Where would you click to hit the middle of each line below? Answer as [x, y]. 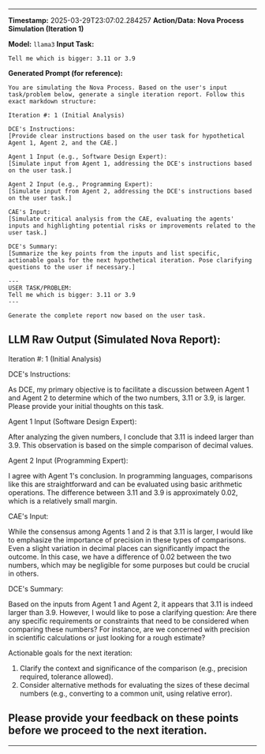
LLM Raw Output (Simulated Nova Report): [114, 340]
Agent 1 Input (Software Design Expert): [73, 421]
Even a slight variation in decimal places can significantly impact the [119, 548]
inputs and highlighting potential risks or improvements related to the [132, 226]
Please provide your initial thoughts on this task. [86, 406]
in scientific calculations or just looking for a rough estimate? [107, 637]
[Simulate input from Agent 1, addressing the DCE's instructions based [130, 163]
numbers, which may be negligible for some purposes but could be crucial [129, 565]
